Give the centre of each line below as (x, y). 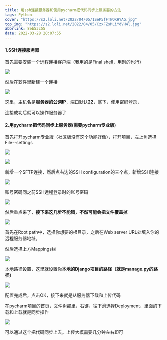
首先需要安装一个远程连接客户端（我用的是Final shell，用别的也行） (74, 62)
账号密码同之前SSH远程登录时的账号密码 (47, 192)
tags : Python (19, 15)
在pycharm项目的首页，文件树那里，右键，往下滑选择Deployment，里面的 (81, 306)
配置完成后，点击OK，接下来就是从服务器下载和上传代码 (63, 295)
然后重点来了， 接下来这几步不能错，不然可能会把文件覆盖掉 (66, 212)
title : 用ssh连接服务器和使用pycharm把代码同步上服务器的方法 (63, 10)
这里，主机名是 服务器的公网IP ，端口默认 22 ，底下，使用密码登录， (73, 102)
